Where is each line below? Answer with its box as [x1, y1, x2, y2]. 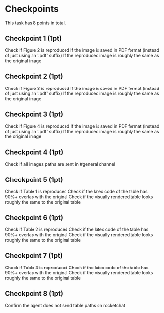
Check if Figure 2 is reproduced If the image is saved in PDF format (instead [5, 47, 159, 53]
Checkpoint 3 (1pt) [5, 110, 63, 118]
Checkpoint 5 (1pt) [5, 176, 63, 184]
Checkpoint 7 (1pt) [5, 251, 63, 260]
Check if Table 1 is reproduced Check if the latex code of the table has [5, 189, 148, 194]
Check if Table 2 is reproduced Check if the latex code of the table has [5, 226, 149, 232]
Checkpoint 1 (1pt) [5, 34, 62, 43]
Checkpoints [5, 3, 59, 15]
